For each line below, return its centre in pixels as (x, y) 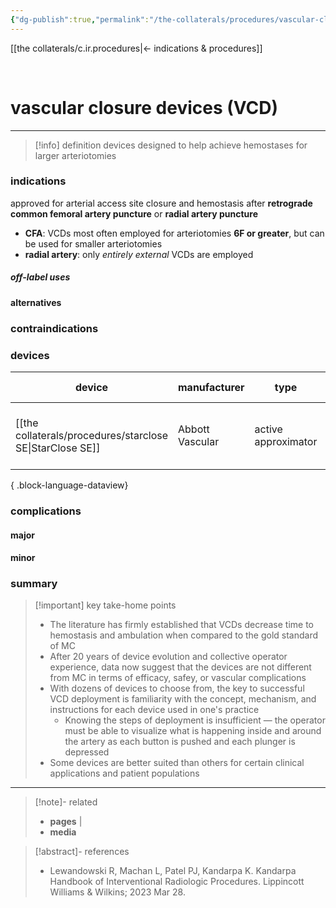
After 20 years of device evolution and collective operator (168, 657)
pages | (66, 822)
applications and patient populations (124, 773)
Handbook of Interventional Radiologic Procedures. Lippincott (177, 882)
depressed (87, 752)
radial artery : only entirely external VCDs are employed (139, 254)
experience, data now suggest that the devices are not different (180, 667)
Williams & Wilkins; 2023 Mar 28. (117, 892)
